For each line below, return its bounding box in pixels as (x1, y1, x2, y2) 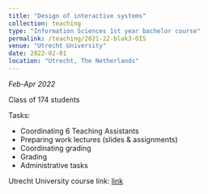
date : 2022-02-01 (8, 49, 67, 57)
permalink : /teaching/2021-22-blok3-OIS (8, 34, 147, 43)
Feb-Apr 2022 (8, 78, 56, 89)
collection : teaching (8, 19, 82, 27)
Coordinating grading (19, 143, 91, 153)
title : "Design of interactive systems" (8, 11, 147, 20)
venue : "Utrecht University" (8, 42, 107, 50)
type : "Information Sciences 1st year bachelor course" (8, 27, 201, 35)
